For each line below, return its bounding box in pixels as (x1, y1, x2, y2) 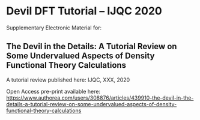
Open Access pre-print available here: (6, 88, 101, 95)
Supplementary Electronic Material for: (6, 24, 102, 31)
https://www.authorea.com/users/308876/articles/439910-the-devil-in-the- (6, 94, 194, 101)
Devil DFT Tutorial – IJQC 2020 (6, 4, 162, 18)
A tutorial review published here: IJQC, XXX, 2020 (6, 76, 130, 83)
